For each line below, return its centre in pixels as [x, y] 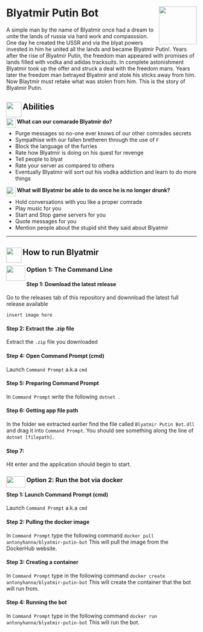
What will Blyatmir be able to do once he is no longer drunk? [94, 190]
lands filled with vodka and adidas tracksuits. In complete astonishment [95, 62]
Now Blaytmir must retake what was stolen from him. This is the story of [96, 81]
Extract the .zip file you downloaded [52, 342]
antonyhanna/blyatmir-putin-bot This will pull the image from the [87, 542]
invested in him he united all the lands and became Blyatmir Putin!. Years [97, 49]
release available [27, 304]
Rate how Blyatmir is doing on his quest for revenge [79, 152]
